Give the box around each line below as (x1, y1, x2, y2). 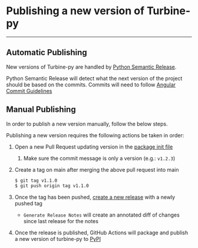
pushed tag (14, 200, 43, 207)
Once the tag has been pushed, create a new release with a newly (14, 194, 176, 201)
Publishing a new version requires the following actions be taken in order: (6, 131, 184, 139)
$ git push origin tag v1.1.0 (14, 183, 90, 189)
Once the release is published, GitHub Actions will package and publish (14, 229, 189, 236)
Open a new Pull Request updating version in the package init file (14, 143, 173, 150)
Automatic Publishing (6, 47, 87, 57)
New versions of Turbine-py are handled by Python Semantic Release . (6, 63, 177, 70)
